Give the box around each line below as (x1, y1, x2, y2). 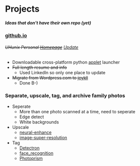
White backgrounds (19, 119, 60, 125)
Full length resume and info (12, 64, 67, 70)
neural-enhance (19, 129, 52, 135)
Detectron (19, 145, 40, 151)
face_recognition (19, 150, 54, 156)
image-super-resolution (19, 134, 67, 140)
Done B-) (19, 80, 38, 86)
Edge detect (19, 114, 44, 120)
